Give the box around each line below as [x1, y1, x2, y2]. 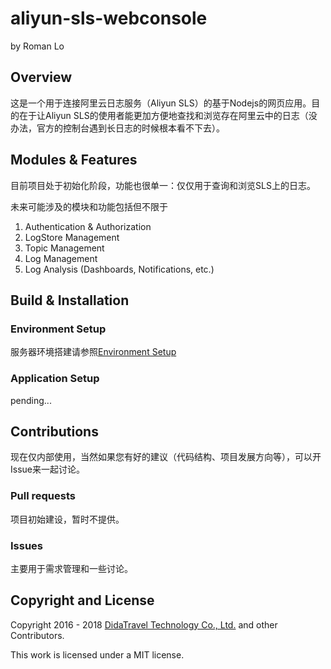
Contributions [10, 423, 99, 440]
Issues [10, 538, 44, 552]
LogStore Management [24, 231, 120, 243]
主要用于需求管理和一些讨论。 [10, 562, 133, 574]
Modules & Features [10, 152, 138, 169]
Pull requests [10, 489, 76, 503]
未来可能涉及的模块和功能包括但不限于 [10, 200, 168, 212]
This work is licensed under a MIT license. [10, 648, 185, 661]
